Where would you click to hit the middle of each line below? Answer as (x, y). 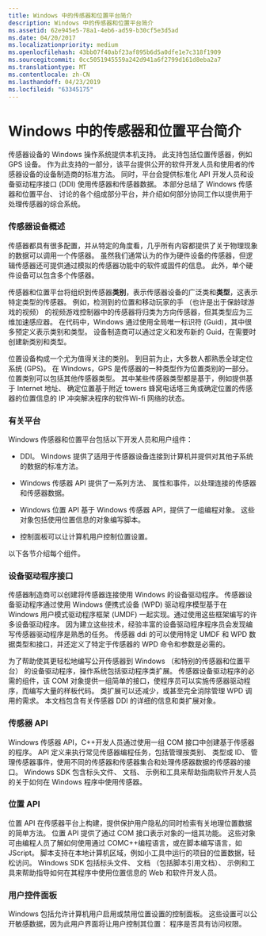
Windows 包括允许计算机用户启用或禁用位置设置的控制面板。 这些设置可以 (129, 914)
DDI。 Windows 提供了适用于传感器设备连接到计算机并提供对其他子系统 (136, 456)
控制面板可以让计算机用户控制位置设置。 (85, 536)
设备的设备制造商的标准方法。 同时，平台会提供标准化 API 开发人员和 (135, 175)
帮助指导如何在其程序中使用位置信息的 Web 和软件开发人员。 (122, 873)
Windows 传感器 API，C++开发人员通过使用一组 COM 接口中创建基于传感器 (131, 742)
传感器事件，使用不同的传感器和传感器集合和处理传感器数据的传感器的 (129, 761)
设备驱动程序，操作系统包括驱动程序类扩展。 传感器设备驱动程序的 (139, 671)
